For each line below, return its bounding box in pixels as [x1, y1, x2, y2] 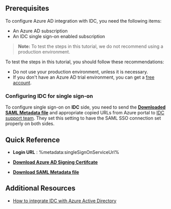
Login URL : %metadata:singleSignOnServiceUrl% [12, 149, 120, 155]
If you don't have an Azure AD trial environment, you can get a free [12, 74, 155, 80]
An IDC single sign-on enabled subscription [12, 33, 105, 39]
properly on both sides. [5, 120, 55, 127]
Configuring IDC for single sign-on [5, 92, 93, 99]
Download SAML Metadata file [12, 169, 80, 175]
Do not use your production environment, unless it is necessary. [12, 68, 148, 75]
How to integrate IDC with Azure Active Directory [12, 198, 117, 204]
